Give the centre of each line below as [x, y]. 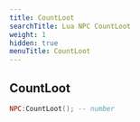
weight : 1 [28, 34]
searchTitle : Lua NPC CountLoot [70, 26]
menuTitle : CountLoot [50, 52]
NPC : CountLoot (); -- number [62, 108]
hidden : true [34, 43]
